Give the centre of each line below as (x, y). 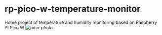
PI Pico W (15, 27)
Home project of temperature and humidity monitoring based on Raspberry (81, 22)
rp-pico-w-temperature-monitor (73, 9)
